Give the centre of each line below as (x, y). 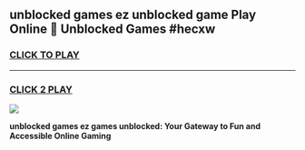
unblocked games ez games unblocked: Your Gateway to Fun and (135, 125)
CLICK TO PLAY (44, 55)
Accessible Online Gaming (60, 135)
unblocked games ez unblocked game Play (133, 15)
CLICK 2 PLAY (41, 89)
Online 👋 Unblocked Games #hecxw (113, 30)
